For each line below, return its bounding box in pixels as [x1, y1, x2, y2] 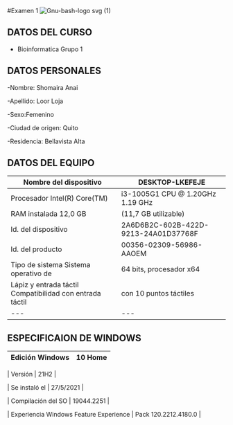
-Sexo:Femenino [7, 110, 54, 118]
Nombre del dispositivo [23, 177, 102, 187]
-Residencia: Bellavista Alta [7, 137, 85, 145]
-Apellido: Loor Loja [7, 97, 64, 105]
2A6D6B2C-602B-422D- [121, 220, 209, 230]
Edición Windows [10, 353, 70, 363]
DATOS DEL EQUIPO [7, 157, 95, 169]
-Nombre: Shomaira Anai [7, 83, 78, 91]
